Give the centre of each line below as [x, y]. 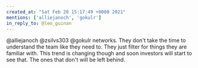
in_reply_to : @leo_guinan [39, 23]
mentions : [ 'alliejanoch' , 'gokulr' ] [54, 18]
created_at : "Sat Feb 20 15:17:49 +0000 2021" [66, 12]
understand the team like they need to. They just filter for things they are [97, 47]
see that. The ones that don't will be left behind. [66, 60]
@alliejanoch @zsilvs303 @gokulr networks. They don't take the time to [96, 41]
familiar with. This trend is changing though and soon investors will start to [99, 53]
